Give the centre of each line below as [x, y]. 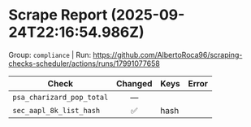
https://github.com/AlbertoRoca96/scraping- [168, 55]
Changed [134, 83]
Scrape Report [58, 15]
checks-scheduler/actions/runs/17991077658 [84, 63]
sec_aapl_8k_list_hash [56, 110]
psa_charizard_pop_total [61, 97]
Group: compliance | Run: [50, 55]
